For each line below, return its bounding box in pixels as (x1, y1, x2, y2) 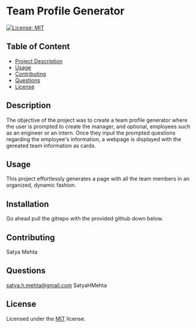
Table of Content (6, 41, 70, 52)
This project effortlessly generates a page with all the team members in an (6, 175, 190, 183)
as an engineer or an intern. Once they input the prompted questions (6, 129, 176, 136)
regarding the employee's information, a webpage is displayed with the (6, 135, 182, 142)
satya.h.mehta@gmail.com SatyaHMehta (6, 281, 107, 289)
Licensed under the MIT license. (6, 315, 86, 322)
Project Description (14, 57, 63, 64)
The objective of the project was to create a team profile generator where (6, 116, 188, 124)
